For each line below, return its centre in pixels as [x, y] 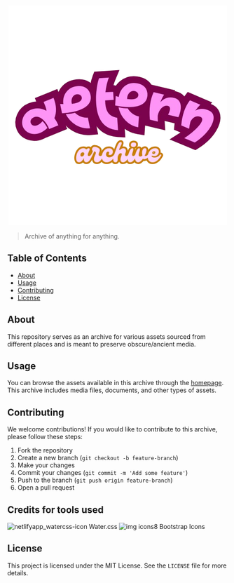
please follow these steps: [45, 437]
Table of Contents [47, 259]
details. [18, 572]
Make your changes [46, 465]
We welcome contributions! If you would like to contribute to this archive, [112, 429]
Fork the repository [45, 450]
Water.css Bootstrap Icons [147, 527]
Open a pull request [46, 488]
